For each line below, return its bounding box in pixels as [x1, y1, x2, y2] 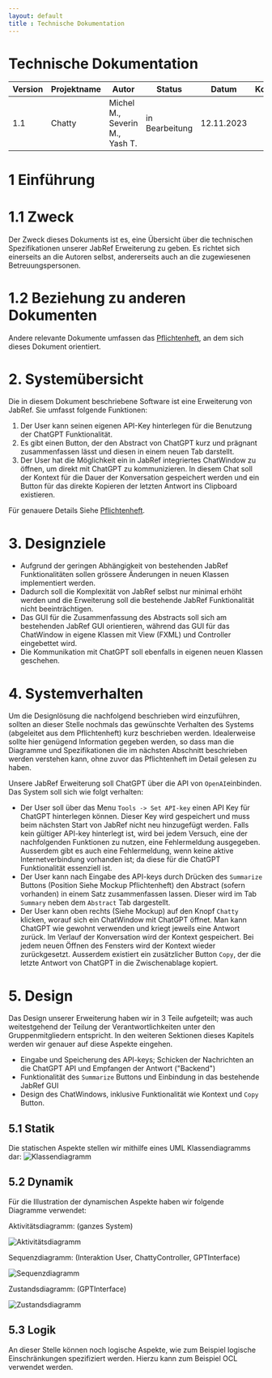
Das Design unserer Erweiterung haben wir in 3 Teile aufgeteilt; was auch [8, 1014, 253, 1023]
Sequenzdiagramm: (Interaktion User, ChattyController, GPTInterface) [8, 1252, 240, 1262]
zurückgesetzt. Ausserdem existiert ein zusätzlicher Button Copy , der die [19, 950, 261, 959]
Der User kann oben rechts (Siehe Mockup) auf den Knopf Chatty [19, 906, 239, 916]
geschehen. [19, 656, 61, 665]
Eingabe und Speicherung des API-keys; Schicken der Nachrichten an [19, 1055, 254, 1065]
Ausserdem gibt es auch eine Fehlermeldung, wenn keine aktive [19, 846, 234, 856]
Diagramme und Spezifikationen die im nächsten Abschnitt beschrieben [8, 746, 248, 756]
